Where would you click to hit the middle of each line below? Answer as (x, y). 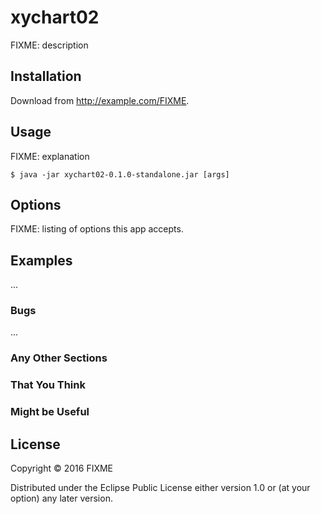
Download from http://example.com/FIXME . (100, 100)
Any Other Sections (59, 358)
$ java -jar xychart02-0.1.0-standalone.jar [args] (120, 174)
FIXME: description (49, 45)
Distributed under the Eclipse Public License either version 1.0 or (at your (160, 488)
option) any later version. (61, 498)
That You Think (48, 385)
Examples (41, 260)
